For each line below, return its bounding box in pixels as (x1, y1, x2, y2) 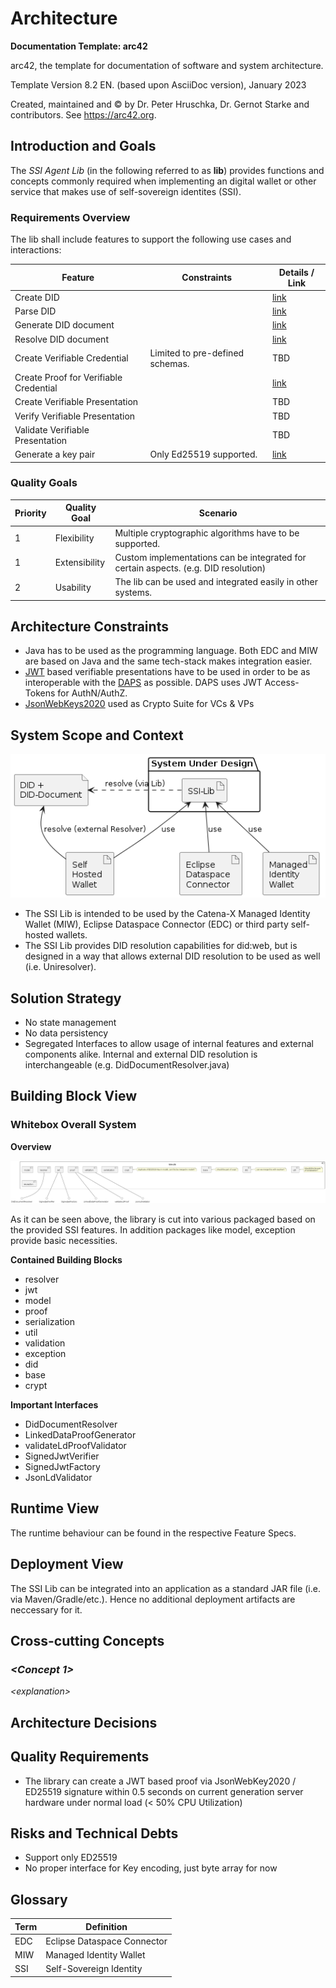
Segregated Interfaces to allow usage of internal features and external (24, 1037, 314, 1049)
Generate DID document (14, 319, 115, 331)
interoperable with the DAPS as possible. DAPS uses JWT (24, 677, 263, 689)
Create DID (14, 291, 60, 303)
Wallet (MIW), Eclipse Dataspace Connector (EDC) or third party (24, 918, 289, 931)
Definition (85, 1920, 128, 1932)
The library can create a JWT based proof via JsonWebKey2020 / (24, 1775, 297, 1787)
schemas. (149, 357, 190, 369)
